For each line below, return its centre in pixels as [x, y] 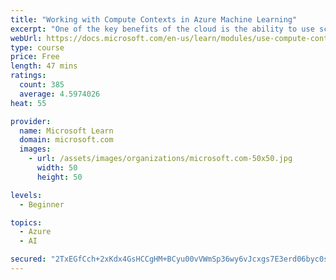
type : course [37, 47]
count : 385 [42, 85]
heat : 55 [28, 103]
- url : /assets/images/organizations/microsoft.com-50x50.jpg [160, 159]
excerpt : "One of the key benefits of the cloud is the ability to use [162, 29]
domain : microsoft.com [66, 140]
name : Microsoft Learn [66, 131]
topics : [26, 222]
